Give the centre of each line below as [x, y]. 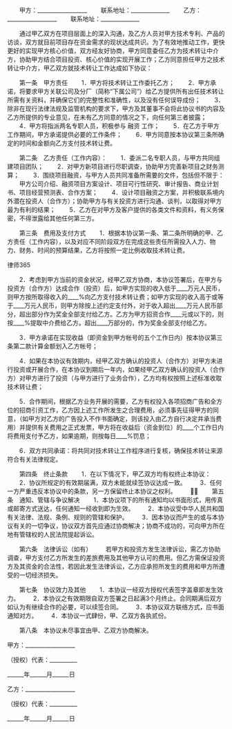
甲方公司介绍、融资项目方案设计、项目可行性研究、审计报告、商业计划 [119, 184]
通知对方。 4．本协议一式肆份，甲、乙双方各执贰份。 [89, 616]
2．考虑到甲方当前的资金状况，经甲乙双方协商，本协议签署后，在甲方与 [121, 280]
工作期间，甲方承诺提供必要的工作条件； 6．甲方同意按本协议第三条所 [113, 134]
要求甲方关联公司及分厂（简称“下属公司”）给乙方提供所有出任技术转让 [125, 91]
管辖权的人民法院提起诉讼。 [58, 534]
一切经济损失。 [40, 575]
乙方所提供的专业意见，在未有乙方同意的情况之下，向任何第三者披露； [107, 117]
